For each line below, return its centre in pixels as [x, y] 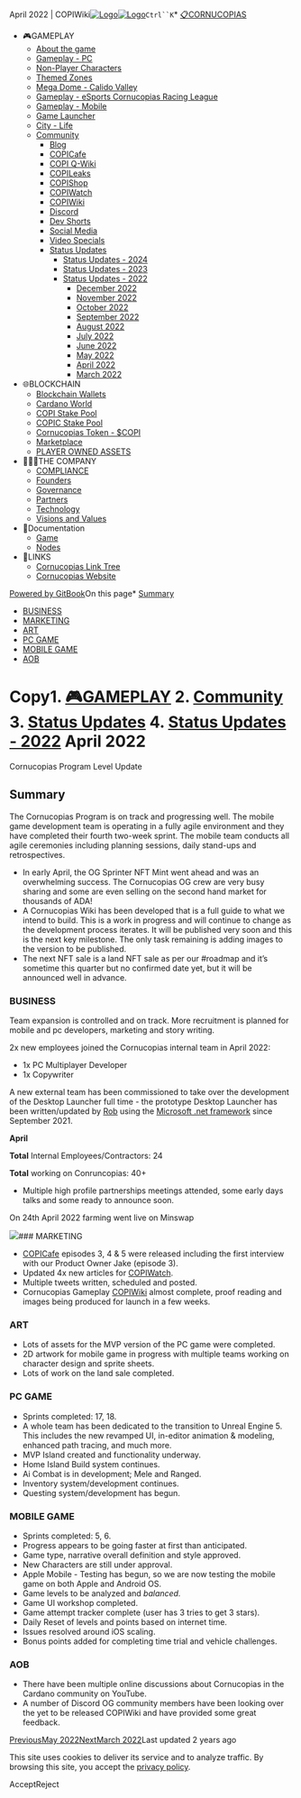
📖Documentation [54, 528]
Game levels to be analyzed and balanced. [101, 1593]
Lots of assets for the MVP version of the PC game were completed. [149, 1345]
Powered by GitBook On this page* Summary [92, 593]
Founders [54, 480]
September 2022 [108, 317]
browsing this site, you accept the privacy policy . [100, 1767]
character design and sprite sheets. [88, 1364]
